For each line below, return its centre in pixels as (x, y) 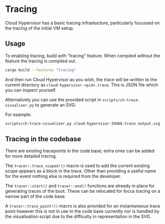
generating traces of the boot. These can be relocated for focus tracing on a (83, 191)
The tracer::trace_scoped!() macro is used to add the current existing (78, 166)
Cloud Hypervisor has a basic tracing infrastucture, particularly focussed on (82, 23)
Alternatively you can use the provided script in (53, 100)
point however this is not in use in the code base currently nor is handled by (82, 211)
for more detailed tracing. (31, 156)
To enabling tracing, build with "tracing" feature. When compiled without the (83, 56)
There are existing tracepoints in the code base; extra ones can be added (80, 151)
